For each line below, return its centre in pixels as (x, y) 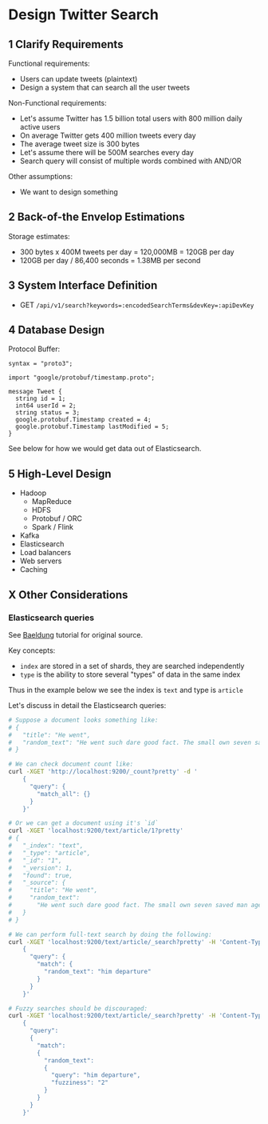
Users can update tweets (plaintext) (79, 79)
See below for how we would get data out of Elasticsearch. (105, 449)
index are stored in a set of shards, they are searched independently (132, 666)
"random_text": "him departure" (97, 972)
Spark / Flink (53, 527)
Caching (33, 570)
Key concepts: (32, 650)
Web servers (41, 561)
